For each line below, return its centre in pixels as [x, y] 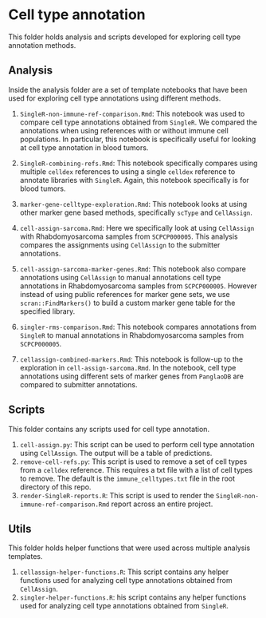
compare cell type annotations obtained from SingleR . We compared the [138, 122]
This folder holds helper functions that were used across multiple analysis [129, 548]
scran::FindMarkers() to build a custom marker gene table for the [127, 303]
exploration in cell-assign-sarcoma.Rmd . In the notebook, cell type [128, 367]
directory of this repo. [55, 487]
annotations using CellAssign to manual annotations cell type [120, 277]
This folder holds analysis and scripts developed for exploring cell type [125, 37]
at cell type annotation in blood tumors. [84, 147]
